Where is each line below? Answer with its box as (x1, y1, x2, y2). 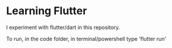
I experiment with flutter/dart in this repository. (6, 24, 120, 31)
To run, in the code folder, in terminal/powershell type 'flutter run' (6, 35, 167, 42)
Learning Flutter (6, 4, 87, 18)
